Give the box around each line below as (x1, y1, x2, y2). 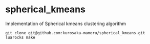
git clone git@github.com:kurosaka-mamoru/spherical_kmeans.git (5, 30, 145, 35)
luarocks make (5, 35, 36, 40)
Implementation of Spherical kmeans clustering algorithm (5, 20, 126, 27)
